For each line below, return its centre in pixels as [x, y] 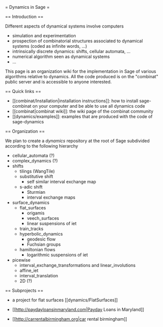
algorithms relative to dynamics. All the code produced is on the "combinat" [82, 76]
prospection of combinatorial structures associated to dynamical [78, 41]
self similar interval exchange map [62, 182]
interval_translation [39, 276]
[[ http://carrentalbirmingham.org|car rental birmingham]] [70, 319]
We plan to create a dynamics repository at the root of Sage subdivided [77, 141]
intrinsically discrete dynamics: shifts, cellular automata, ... [71, 51]
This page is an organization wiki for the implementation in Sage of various [81, 71]
